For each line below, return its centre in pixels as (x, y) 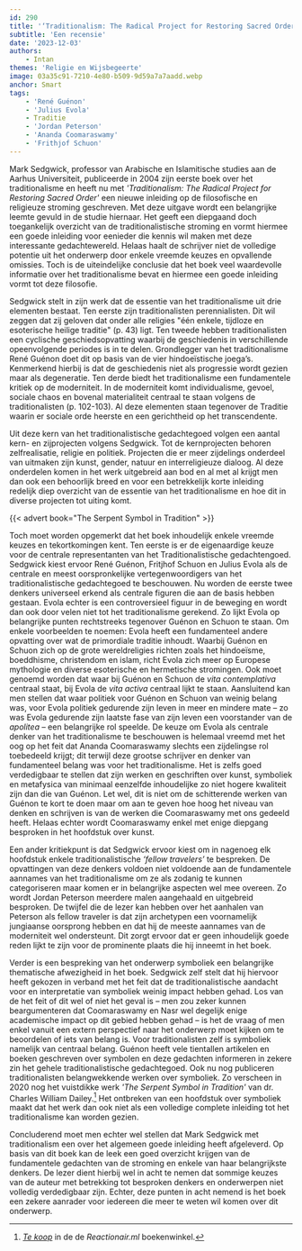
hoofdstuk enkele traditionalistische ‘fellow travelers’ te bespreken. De (140, 859)
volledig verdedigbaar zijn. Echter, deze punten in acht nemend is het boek (148, 1192)
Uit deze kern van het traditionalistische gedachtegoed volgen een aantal (145, 433)
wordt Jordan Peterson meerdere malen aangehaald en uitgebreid (131, 897)
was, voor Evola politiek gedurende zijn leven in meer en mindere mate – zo (149, 707)
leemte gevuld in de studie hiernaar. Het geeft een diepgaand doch (133, 216)
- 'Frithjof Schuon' (64, 143)
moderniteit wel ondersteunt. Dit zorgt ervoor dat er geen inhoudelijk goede (149, 935)
